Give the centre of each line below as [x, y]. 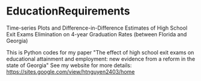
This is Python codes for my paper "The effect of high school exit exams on [100, 52]
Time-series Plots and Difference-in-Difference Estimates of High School [97, 28]
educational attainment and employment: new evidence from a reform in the [101, 59]
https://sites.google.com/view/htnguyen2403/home [71, 71]
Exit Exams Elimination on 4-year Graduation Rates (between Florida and [97, 34]
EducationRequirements [68, 11]
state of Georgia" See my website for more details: [69, 65]
